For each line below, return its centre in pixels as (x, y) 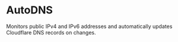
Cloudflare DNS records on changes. (51, 32)
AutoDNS (30, 10)
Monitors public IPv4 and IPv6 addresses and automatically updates (89, 26)
